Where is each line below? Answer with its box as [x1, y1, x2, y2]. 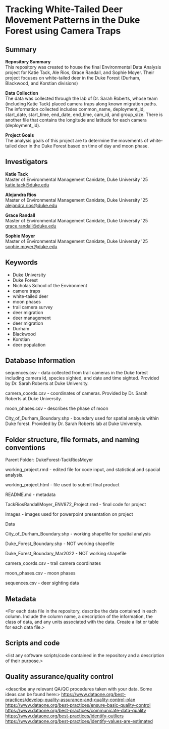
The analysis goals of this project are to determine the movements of [5, 138, 149, 143]
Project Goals [5, 132, 34, 138]
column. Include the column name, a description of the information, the [5, 613, 153, 620]
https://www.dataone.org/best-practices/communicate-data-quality [5, 707, 146, 713]
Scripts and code [5, 639, 60, 647]
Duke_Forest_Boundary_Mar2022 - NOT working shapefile [5, 551, 127, 557]
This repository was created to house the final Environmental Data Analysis [5, 64, 161, 70]
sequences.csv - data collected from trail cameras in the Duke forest [5, 370, 148, 376]
